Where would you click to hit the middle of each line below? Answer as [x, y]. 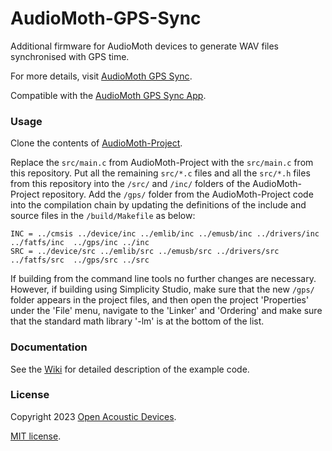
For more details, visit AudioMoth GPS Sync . [101, 76]
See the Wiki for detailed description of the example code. [130, 369]
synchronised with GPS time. [70, 56]
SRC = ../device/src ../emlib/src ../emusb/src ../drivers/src [145, 252]
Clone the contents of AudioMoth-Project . [96, 143]
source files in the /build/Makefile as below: [103, 216]
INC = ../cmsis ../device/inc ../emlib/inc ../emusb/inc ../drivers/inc [165, 234]
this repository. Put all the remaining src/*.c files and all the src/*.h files [160, 173]
